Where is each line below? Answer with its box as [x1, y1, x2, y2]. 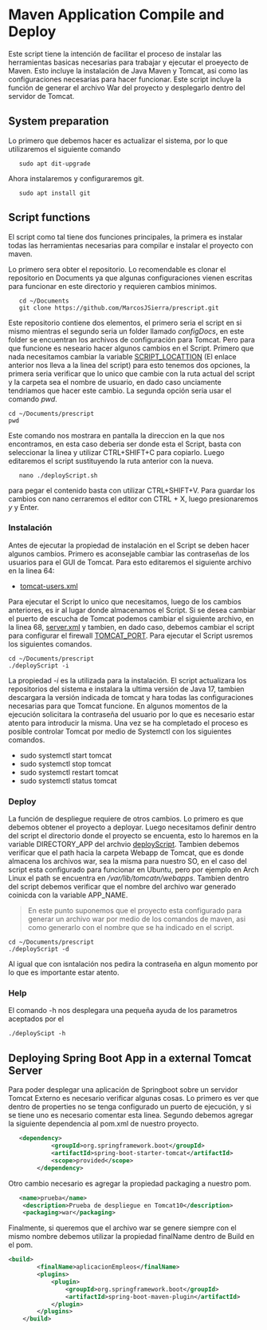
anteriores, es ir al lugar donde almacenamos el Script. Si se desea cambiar [8, 605, 257, 615]
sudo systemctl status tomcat [19, 776, 117, 786]
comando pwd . [8, 394, 57, 404]
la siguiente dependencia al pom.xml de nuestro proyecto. [8, 1119, 199, 1129]
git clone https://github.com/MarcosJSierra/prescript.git [18, 303, 219, 312]
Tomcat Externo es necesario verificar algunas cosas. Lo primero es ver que [8, 1094, 259, 1103]
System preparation [8, 114, 109, 129]
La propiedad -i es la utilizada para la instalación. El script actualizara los [8, 675, 247, 685]
